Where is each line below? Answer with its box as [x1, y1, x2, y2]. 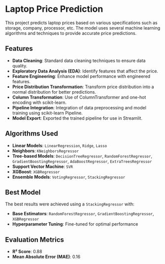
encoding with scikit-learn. [12, 99, 66, 105]
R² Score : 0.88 [12, 249, 42, 255]
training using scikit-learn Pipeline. [12, 110, 83, 116]
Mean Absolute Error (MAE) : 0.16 [12, 254, 80, 260]
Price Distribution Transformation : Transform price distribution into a [12, 84, 154, 90]
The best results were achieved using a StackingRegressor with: [5, 201, 134, 207]
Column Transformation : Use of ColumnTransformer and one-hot [12, 94, 146, 100]
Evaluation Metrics [5, 235, 64, 244]
